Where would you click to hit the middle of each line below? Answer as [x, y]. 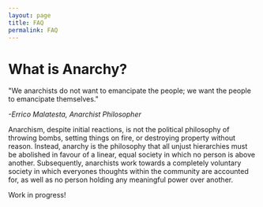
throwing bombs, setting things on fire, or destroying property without [122, 138]
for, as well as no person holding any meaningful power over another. [121, 180]
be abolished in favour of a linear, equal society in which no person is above [131, 155]
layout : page [30, 15]
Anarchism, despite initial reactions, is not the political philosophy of [119, 130]
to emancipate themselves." [53, 99]
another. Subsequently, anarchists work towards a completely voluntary [125, 163]
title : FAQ [26, 23]
